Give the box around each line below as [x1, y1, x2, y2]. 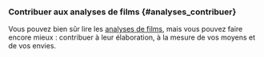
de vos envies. [8, 41, 57, 51]
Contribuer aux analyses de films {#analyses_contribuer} [8, 6, 237, 17]
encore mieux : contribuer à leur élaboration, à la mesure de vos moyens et [8, 32, 256, 42]
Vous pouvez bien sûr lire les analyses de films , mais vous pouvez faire [8, 25, 243, 34]
